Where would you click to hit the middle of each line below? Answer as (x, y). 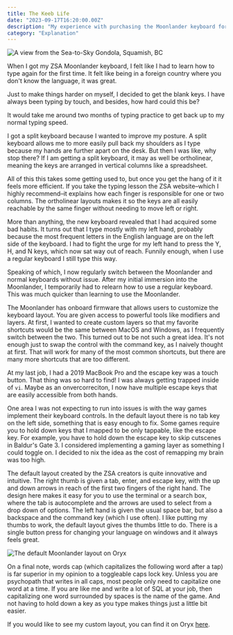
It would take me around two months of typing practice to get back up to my (116, 115)
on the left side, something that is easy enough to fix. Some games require (113, 423)
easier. (17, 611)
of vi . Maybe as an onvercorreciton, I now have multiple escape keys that (112, 388)
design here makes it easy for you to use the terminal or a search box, (107, 496)
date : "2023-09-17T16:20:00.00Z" (55, 20)
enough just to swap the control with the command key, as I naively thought (115, 345)
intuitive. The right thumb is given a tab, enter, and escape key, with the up (114, 481)
